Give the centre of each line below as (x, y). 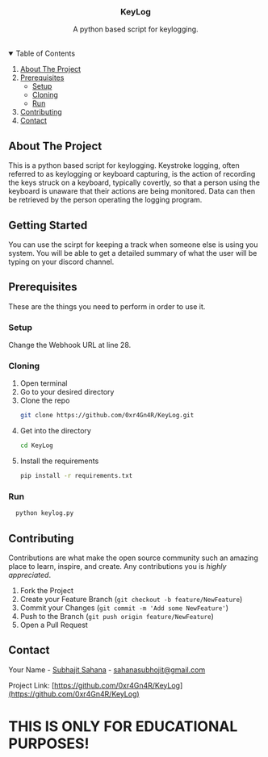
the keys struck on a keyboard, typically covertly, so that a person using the (134, 182)
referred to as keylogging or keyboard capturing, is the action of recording (132, 174)
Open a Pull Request (54, 625)
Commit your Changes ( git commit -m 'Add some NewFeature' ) (124, 608)
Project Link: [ (31, 685)
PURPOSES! (49, 743)
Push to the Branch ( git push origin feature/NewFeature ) (117, 616)
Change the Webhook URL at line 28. (70, 345)
